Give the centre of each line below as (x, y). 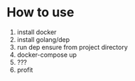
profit (25, 70)
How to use (40, 12)
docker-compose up (47, 55)
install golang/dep (43, 39)
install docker (37, 32)
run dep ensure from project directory (72, 47)
